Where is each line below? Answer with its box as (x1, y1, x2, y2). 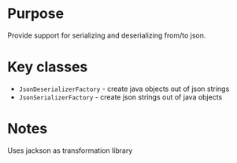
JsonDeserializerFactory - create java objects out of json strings (18, 84, 230, 93)
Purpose (7, 5, 65, 23)
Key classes (7, 58, 88, 76)
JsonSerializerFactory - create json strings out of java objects (18, 92, 223, 102)
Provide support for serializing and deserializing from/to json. (7, 31, 206, 40)
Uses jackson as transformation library (7, 146, 133, 155)
